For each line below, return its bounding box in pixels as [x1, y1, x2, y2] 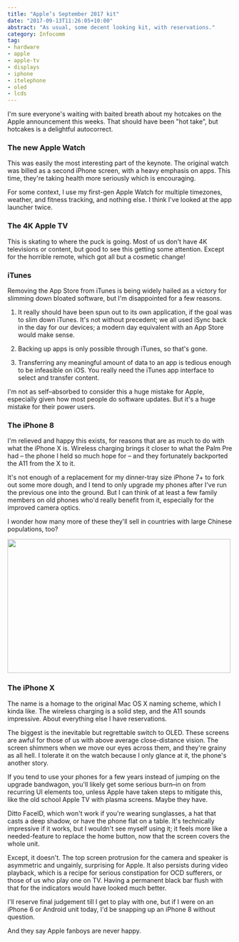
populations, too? [7, 525, 59, 533]
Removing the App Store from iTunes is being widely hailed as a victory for [7, 286, 227, 295]
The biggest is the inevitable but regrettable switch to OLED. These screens [7, 728, 230, 736]
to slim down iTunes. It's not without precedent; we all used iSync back [17, 316, 227, 324]
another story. [7, 758, 49, 767]
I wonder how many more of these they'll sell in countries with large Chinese [7, 517, 232, 526]
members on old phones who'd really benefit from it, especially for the [7, 496, 214, 504]
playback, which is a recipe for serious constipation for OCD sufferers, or [7, 868, 223, 877]
